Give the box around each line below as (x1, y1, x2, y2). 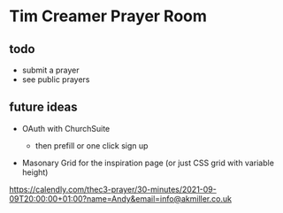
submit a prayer (21, 65, 80, 75)
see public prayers (21, 74, 90, 85)
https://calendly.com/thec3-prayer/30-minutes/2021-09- (9, 184, 217, 194)
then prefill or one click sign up (34, 140, 149, 151)
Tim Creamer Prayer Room (9, 6, 208, 27)
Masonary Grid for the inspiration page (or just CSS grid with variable (21, 157, 274, 168)
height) (21, 166, 49, 178)
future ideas (9, 100, 78, 115)
